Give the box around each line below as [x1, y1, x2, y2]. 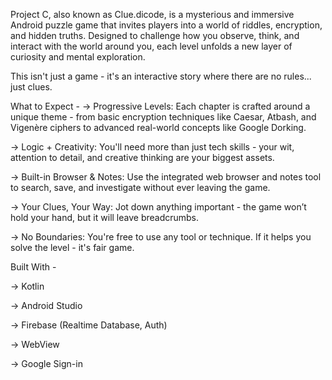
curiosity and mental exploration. [10, 51, 146, 63]
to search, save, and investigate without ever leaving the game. [10, 182, 271, 193]
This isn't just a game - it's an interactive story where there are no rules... [10, 70, 312, 82]
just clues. [10, 81, 53, 93]
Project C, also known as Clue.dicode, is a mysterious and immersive [10, 9, 295, 20]
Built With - [10, 261, 57, 273]
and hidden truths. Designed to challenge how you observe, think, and [10, 30, 300, 41]
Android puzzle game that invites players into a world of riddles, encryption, [10, 19, 323, 31]
